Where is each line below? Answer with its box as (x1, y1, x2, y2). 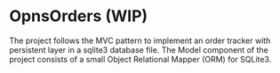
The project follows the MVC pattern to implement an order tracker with (9, 35, 271, 46)
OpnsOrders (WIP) (9, 6, 148, 26)
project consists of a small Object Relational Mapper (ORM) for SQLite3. (9, 54, 272, 64)
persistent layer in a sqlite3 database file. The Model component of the (9, 44, 268, 55)
